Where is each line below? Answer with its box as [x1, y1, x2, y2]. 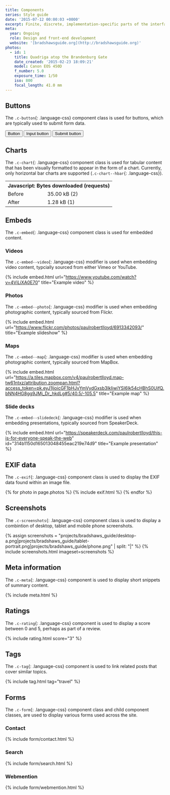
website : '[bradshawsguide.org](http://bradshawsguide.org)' [10, 41, 142, 46]
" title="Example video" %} [37, 280, 94, 286]
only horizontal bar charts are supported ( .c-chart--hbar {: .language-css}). [5, 170, 163, 176]
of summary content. [5, 582, 49, 588]
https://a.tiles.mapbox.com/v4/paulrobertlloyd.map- [15, 374, 124, 380]
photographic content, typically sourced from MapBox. [5, 359, 119, 365]
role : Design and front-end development [10, 36, 96, 41]
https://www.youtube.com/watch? [65, 274, 137, 280]
